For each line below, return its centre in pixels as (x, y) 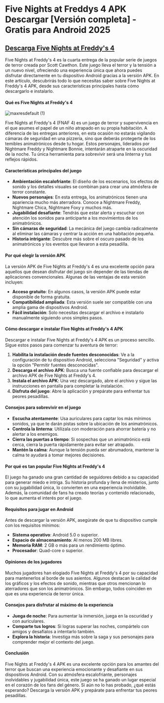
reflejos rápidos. (22, 159)
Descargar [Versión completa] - (71, 19)
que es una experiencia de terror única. (45, 593)
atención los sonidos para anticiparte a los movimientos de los (75, 218)
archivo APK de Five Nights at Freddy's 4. (54, 375)
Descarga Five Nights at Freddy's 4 (60, 48)
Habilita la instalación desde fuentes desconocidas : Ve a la (73, 354)
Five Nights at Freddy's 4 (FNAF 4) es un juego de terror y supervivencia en (82, 123)
